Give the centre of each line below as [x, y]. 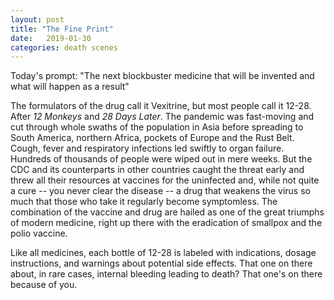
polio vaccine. [39, 233]
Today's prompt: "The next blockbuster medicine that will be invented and [162, 76]
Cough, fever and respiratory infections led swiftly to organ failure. [147, 148]
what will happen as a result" [70, 87]
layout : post [37, 19]
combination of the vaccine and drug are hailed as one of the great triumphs [167, 212]
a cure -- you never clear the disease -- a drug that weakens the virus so [160, 191]
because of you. [44, 285]
